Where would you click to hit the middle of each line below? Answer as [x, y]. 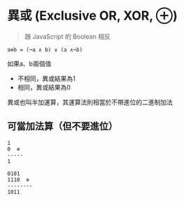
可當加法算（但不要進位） [62, 126]
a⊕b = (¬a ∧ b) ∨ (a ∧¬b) [45, 50]
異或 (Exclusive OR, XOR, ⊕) [93, 16]
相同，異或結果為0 [44, 87]
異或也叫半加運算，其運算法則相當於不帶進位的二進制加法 [90, 102]
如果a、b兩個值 [29, 63]
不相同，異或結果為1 [46, 78]
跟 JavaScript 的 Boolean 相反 [67, 36]
